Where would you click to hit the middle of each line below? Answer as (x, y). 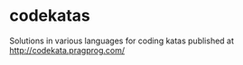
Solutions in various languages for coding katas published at (122, 41)
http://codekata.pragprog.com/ (67, 50)
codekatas (50, 16)
